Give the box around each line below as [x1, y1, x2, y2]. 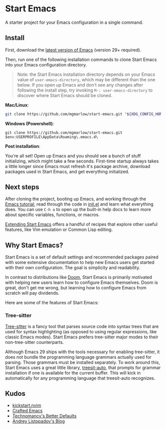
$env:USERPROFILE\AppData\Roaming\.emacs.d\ [5, 134, 98, 139]
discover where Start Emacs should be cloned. [17, 92, 113, 98]
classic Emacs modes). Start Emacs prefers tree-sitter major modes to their [5, 334, 159, 340]
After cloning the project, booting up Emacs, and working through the [5, 196, 147, 202]
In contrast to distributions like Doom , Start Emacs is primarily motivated [5, 274, 152, 280]
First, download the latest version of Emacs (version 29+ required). [5, 47, 142, 53]
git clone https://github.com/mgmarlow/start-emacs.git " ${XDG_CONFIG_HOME [5, 111, 165, 116]
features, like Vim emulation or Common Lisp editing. [5, 226, 113, 233]
